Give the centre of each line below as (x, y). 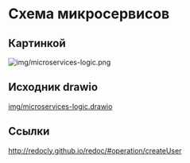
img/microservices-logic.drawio (60, 106)
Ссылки (29, 132)
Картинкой (37, 43)
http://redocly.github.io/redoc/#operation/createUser (95, 150)
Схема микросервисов (89, 14)
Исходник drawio (53, 87)
